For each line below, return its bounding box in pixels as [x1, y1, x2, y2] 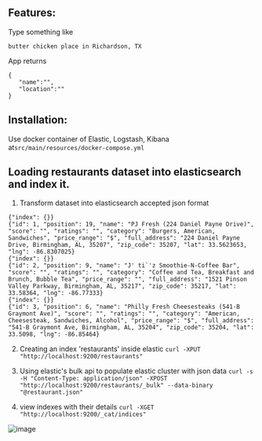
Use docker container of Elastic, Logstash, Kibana [8, 134, 170, 144]
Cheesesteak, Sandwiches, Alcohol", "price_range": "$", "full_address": [8, 317, 255, 325]
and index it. [8, 178, 71, 191]
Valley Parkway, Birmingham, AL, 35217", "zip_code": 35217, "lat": [8, 282, 237, 290]
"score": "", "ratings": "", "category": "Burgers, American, [8, 227, 216, 235]
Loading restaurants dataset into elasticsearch [8, 165, 242, 179]
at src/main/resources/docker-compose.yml [8, 142, 145, 152]
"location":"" [18, 85, 65, 93]
